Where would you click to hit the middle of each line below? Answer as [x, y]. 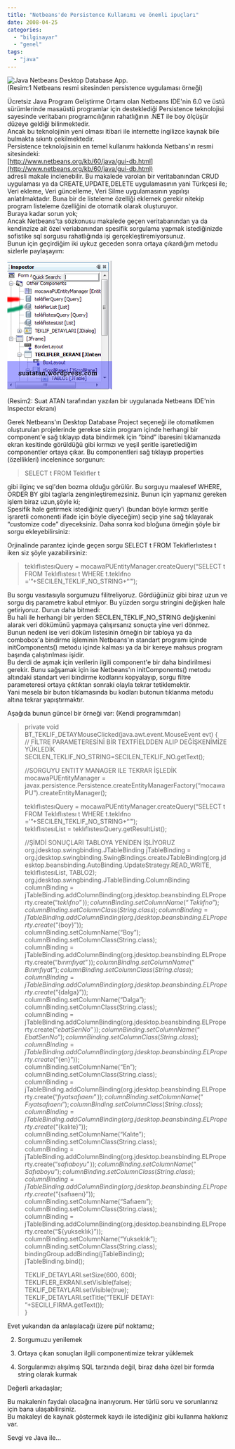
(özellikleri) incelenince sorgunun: [56, 459]
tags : [15, 52]
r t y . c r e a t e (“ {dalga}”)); [56, 992]
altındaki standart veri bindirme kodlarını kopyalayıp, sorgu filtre [99, 677]
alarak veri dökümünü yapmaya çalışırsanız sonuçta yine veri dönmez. [109, 625]
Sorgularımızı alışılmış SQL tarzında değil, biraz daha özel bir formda [116, 1367]
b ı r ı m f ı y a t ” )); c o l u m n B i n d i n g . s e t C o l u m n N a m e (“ [126, 962]
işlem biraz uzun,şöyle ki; [44, 501]
